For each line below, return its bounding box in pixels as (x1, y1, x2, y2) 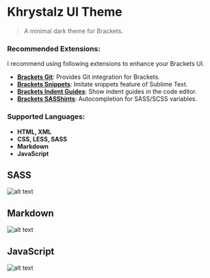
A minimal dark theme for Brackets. (23, 27, 124, 35)
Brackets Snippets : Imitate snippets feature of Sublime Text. (16, 80, 188, 89)
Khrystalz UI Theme (7, 4, 122, 20)
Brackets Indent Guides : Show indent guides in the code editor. (16, 87, 197, 96)
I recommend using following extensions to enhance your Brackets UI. (7, 60, 205, 68)
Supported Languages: (7, 112, 86, 121)
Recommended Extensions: (7, 44, 101, 54)
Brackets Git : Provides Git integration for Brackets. (16, 73, 161, 81)
